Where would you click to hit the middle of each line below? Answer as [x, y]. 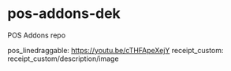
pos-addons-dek [64, 14]
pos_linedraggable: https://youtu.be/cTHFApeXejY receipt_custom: [115, 50]
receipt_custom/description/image [63, 59]
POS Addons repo [37, 35]
